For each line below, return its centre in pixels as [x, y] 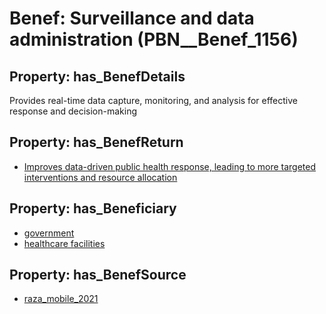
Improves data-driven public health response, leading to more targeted [170, 166]
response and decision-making [73, 111]
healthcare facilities [64, 243]
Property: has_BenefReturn [96, 142]
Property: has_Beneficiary [93, 208]
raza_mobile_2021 [61, 299]
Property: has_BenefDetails [97, 76]
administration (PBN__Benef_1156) [154, 39]
